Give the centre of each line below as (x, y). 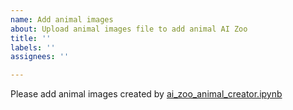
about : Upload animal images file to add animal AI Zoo (129, 29)
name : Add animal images (62, 19)
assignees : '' (40, 57)
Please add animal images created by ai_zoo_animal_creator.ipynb (146, 94)
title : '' (31, 38)
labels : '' (33, 47)
